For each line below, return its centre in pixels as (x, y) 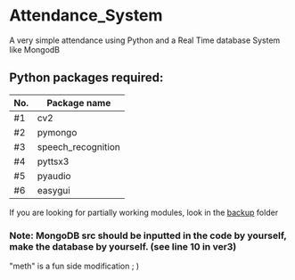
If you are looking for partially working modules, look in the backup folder (144, 212)
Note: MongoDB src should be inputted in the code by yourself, (148, 235)
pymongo (57, 132)
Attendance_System (86, 16)
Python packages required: (86, 78)
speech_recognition (78, 146)
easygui (54, 190)
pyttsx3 (53, 161)
